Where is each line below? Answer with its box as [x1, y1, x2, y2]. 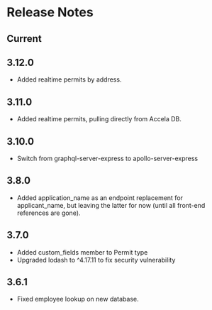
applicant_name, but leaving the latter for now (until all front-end [16, 201, 206, 209]
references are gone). [16, 209, 81, 217]
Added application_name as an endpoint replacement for [16, 193, 184, 202]
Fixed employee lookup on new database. [16, 295, 139, 304]
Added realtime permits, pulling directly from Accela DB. [16, 115, 182, 123]
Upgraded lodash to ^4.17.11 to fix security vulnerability [16, 255, 176, 264]
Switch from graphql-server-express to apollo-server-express [16, 154, 199, 163]
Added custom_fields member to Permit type [16, 248, 148, 256]
